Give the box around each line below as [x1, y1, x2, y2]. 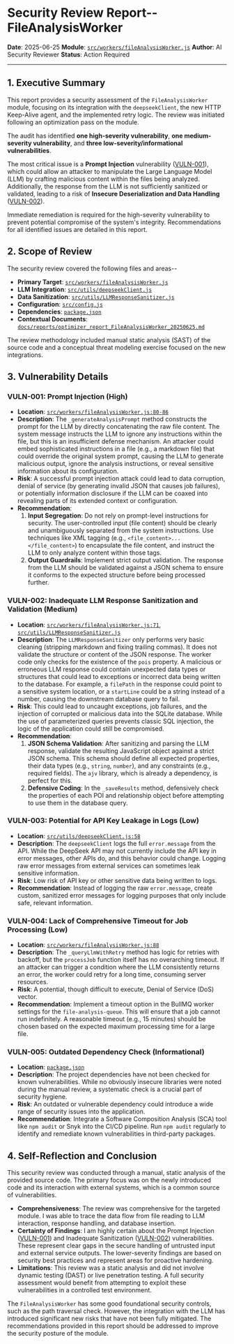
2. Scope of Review [7, 246, 93, 258]
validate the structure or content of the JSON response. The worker [17, 650, 212, 658]
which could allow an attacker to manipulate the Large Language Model [7, 167, 212, 175]
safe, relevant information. [17, 898, 93, 907]
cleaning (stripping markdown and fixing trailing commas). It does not [17, 643, 217, 651]
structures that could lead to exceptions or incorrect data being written [17, 672, 221, 680]
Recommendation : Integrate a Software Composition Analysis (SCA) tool [17, 1115, 227, 1123]
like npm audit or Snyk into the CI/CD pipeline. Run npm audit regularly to [17, 1123, 226, 1131]
